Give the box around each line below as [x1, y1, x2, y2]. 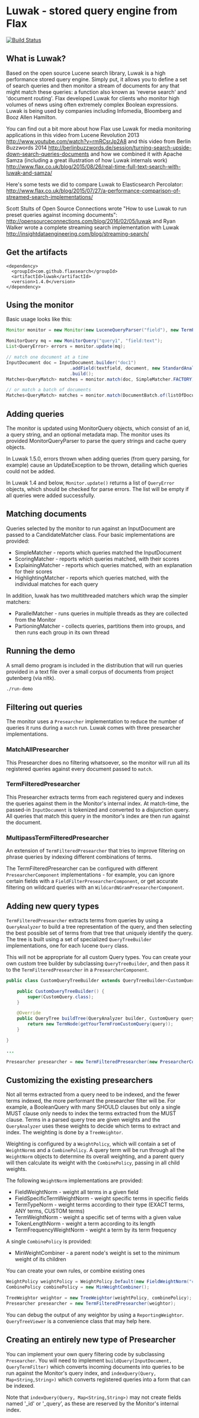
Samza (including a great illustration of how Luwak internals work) [6, 156, 168, 164]
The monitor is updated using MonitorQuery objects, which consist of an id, [6, 425, 191, 432]
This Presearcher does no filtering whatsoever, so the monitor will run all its [6, 759, 190, 766]
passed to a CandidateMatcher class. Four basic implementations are [6, 531, 175, 538]
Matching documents [6, 509, 87, 519]
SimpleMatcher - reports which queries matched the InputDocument [14, 549, 182, 556]
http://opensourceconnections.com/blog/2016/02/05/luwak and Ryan [6, 217, 176, 224]
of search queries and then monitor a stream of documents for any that [6, 82, 179, 89]
